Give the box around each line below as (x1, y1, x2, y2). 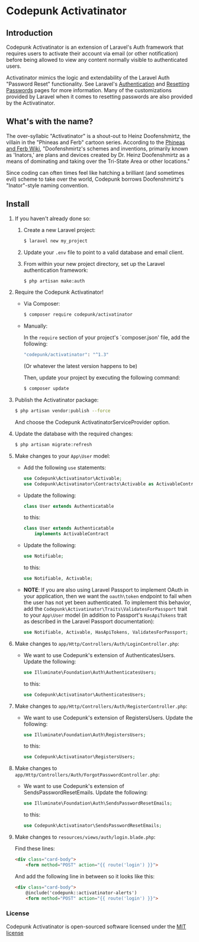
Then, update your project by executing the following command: (23, 374, 181, 381)
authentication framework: (23, 266, 88, 274)
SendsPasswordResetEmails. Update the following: (23, 789, 148, 796)
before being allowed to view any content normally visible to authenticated (6, 56, 188, 63)
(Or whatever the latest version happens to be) (23, 363, 138, 370)
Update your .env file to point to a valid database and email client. (23, 249, 184, 256)
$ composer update (23, 385, 69, 392)
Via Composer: (23, 300, 60, 307)
